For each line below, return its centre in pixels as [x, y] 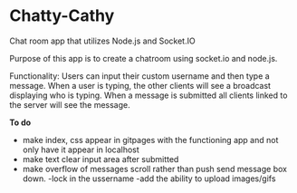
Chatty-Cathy [62, 16]
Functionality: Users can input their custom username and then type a [139, 76]
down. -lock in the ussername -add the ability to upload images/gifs [149, 179]
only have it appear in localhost [81, 150]
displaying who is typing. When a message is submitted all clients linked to [148, 95]
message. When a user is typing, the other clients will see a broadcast [140, 85]
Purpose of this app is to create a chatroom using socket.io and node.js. [144, 58]
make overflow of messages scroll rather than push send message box [155, 169]
